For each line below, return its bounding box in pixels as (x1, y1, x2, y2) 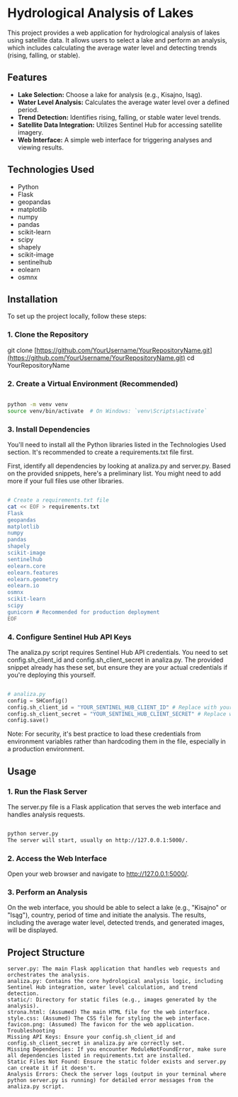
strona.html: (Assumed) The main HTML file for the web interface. (7, 1008, 211, 1016)
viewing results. (17, 143, 64, 152)
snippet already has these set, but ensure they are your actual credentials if (7, 663, 228, 671)
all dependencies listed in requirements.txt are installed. (7, 1052, 192, 1059)
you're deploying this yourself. (7, 670, 96, 679)
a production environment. (7, 745, 85, 753)
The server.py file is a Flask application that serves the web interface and (7, 803, 221, 811)
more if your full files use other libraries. (7, 477, 124, 485)
